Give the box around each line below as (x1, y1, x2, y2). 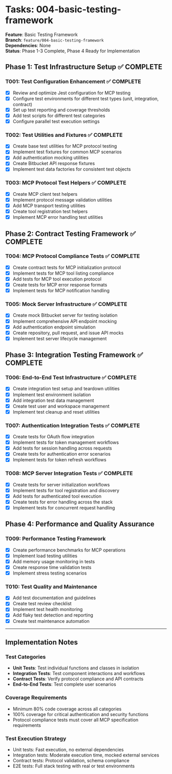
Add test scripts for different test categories (12, 112, 105, 118)
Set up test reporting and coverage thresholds (12, 107, 110, 113)
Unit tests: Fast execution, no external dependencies (12, 746, 124, 752)
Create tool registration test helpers (12, 209, 88, 215)
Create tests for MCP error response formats (12, 282, 107, 288)
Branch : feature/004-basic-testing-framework (5, 37, 104, 43)
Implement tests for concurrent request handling (12, 504, 115, 511)
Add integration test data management (12, 397, 94, 403)
